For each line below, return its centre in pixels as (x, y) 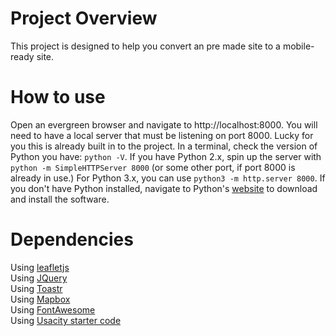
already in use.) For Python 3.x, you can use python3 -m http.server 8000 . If (168, 178)
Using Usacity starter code (66, 320)
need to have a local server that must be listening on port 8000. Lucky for (162, 135)
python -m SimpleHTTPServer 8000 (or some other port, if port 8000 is (153, 167)
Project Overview (84, 18)
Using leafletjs (40, 267)
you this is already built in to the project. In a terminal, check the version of (164, 146)
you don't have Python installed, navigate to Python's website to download (164, 188)
